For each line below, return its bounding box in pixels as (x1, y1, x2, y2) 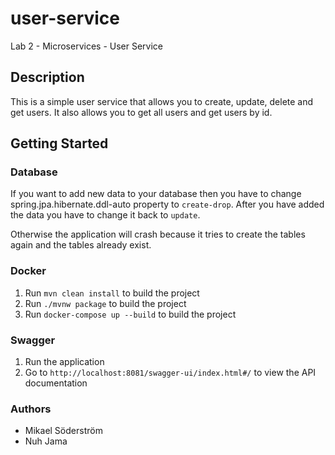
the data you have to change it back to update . (10, 209, 201, 221)
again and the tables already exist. (10, 239, 152, 251)
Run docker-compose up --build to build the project (24, 308, 237, 320)
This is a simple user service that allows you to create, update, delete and (10, 95, 314, 107)
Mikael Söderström (24, 425, 103, 437)
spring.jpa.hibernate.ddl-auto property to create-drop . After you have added (10, 198, 325, 211)
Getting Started (10, 135, 109, 152)
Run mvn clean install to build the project (24, 287, 200, 299)
